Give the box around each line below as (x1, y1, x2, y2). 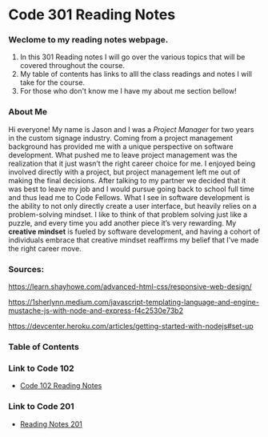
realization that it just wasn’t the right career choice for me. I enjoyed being (8, 158, 256, 168)
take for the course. (19, 78, 86, 87)
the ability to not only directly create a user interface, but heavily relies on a (8, 201, 258, 210)
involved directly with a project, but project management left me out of (8, 166, 241, 177)
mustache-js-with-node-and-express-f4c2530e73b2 (8, 306, 184, 315)
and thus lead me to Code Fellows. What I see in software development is (8, 192, 250, 202)
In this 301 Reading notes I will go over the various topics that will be (19, 52, 246, 62)
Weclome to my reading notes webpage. (8, 34, 169, 46)
